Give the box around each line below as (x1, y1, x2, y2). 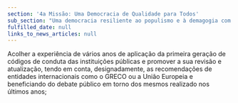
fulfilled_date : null (7, 23, 72, 31)
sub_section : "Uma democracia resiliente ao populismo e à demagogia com (7, 17, 232, 24)
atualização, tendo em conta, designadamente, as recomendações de (7, 65, 212, 73)
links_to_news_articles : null (7, 30, 98, 38)
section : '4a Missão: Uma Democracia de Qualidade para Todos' (7, 10, 200, 18)
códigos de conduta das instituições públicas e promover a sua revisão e (7, 58, 222, 66)
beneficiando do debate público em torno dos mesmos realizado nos (7, 80, 210, 89)
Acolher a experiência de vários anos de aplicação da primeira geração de (7, 50, 227, 58)
